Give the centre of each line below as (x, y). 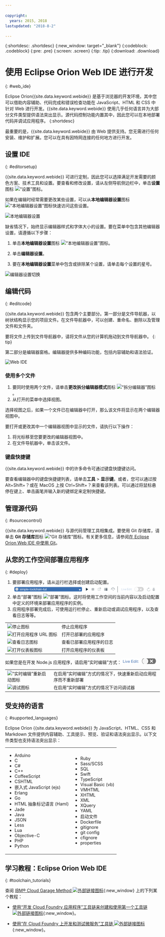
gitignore (89, 827)
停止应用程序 (74, 626)
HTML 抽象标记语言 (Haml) (42, 804)
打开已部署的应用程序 (83, 634)
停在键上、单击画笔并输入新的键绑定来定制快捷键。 (57, 491)
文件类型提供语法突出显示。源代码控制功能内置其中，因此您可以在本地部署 (84, 115)
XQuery (88, 805)
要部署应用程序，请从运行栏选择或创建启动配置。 (62, 582)
